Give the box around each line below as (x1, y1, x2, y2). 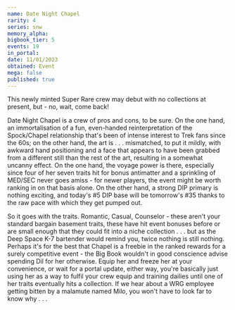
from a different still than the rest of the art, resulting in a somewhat (7, 154, 203, 162)
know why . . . (7, 294, 48, 303)
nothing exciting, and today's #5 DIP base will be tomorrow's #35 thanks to (7, 191, 225, 199)
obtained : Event (7, 63, 55, 70)
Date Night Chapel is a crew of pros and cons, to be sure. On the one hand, (7, 116, 225, 125)
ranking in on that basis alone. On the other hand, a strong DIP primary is (7, 184, 219, 192)
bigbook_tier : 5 (7, 37, 55, 44)
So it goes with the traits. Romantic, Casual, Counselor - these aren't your (7, 212, 220, 221)
